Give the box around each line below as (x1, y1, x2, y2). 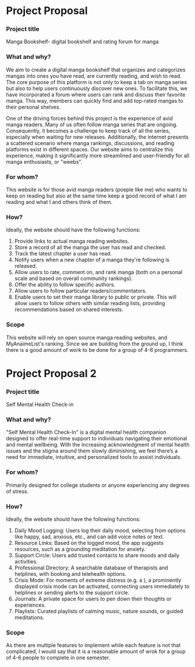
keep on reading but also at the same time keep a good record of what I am (6, 192, 186, 199)
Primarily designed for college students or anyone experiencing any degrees (6, 481, 190, 489)
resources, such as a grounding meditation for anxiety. (14, 545, 146, 553)
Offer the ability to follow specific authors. (14, 281, 115, 288)
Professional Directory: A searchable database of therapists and (14, 564, 168, 571)
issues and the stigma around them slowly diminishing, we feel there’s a (6, 447, 178, 454)
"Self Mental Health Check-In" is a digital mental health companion (6, 428, 166, 436)
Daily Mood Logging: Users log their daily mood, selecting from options (14, 527, 186, 534)
